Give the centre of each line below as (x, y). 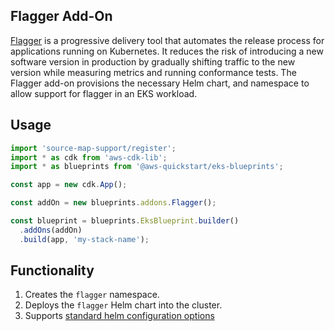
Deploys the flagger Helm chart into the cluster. (123, 305)
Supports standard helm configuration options (119, 316)
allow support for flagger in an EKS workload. (104, 93)
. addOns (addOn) (51, 230)
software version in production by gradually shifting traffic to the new (153, 61)
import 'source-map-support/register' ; (93, 148)
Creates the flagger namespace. (92, 295)
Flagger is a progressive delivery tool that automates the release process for (167, 40)
